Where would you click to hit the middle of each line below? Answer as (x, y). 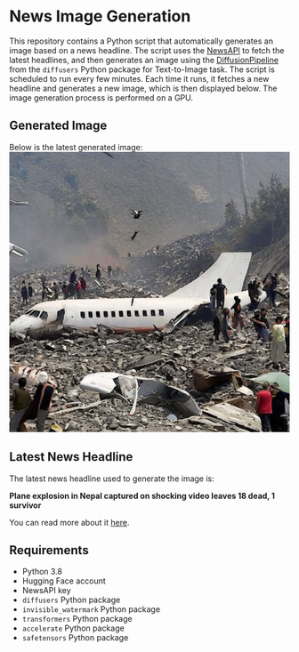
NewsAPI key (46, 591)
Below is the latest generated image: (76, 147)
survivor (25, 505)
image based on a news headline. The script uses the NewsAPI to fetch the (147, 50)
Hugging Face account (64, 581)
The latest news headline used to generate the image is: (112, 479)
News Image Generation (100, 16)
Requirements (49, 550)
